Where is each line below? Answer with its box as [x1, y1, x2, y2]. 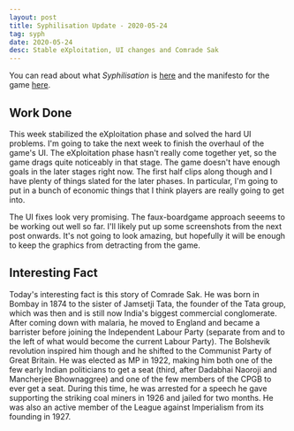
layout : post [9, 12, 57, 22]
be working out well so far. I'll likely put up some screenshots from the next [9, 220, 283, 231]
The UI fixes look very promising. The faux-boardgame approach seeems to [9, 212, 285, 222]
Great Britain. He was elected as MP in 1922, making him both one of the [9, 355, 273, 366]
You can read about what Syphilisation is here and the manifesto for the [9, 70, 270, 81]
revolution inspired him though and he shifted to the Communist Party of [9, 345, 272, 356]
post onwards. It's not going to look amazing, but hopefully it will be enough [9, 230, 285, 241]
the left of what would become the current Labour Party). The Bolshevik [9, 335, 271, 346]
